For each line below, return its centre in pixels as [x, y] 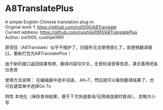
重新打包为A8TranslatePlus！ [42, 53]
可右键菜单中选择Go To [28, 86]
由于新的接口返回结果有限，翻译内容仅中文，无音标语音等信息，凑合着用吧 [79, 63]
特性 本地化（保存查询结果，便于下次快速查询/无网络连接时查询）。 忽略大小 [80, 96]
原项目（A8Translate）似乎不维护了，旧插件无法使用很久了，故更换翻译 [77, 47]
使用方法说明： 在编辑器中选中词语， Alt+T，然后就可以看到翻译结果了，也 [80, 80]
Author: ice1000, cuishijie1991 [34, 37]
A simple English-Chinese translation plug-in [49, 22]
